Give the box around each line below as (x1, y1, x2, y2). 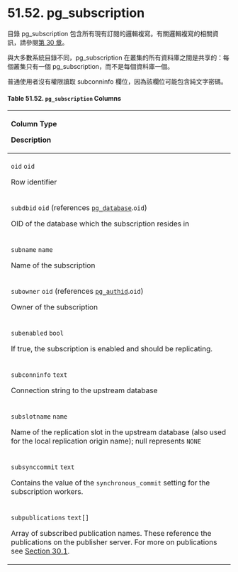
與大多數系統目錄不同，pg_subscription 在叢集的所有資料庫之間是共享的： (7, 53, 224, 62)
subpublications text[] (11, 514, 90, 522)
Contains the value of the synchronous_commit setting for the (11, 478, 210, 488)
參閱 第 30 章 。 (25, 38, 69, 47)
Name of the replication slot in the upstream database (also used (11, 427, 227, 437)
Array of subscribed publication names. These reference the (11, 529, 212, 539)
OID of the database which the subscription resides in (11, 219, 190, 229)
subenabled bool (11, 329, 64, 338)
